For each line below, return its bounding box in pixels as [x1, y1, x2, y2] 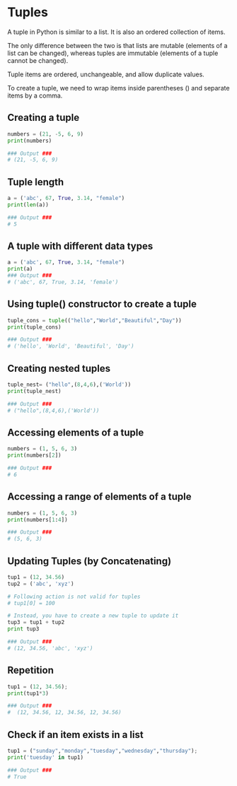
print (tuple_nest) [7, 387, 62, 394]
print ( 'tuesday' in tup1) [7, 753, 83, 761]
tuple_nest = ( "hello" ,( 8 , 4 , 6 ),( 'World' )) [7, 381, 132, 388]
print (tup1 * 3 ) [7, 690, 50, 697]
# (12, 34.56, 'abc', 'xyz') [7, 645, 93, 652]
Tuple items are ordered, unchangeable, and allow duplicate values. [7, 70, 205, 78]
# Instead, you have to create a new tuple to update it [7, 612, 179, 619]
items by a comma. [7, 91, 63, 100]
